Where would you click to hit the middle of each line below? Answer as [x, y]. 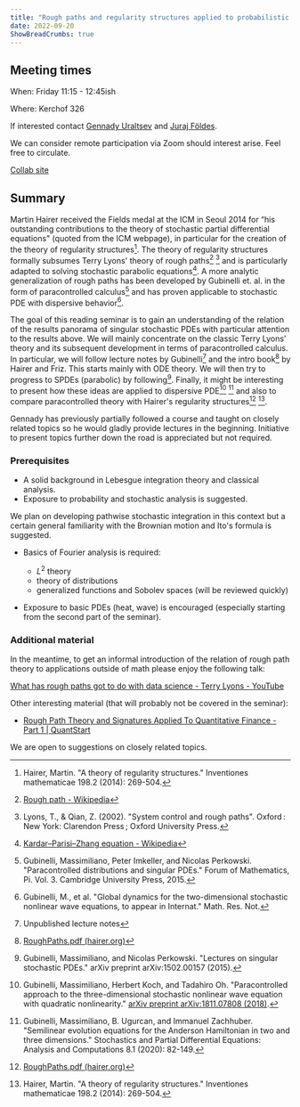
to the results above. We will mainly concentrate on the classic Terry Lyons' [149, 338]
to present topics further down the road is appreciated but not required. [141, 437]
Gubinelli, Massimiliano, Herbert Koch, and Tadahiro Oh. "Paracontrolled [155, 985]
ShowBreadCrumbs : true [52, 34]
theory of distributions [77, 581]
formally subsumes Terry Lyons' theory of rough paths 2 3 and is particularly [149, 259]
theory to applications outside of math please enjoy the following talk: [138, 669]
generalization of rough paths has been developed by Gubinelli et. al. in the [148, 281]
